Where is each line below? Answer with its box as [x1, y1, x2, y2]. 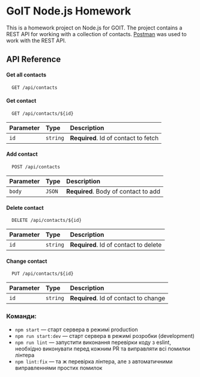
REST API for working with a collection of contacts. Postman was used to [6, 30, 187, 37]
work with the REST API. [6, 37, 67, 44]
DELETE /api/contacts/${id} [11, 218, 82, 224]
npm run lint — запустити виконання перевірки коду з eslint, [14, 339, 171, 346]
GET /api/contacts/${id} [11, 110, 74, 117]
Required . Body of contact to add [65, 187, 161, 195]
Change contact [6, 257, 47, 265]
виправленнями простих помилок [14, 364, 103, 371]
